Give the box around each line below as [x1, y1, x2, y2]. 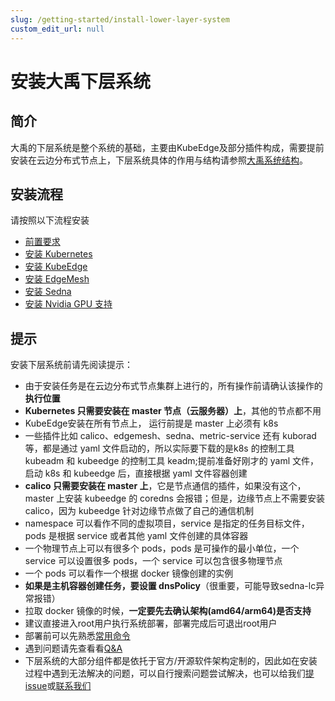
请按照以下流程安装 [10, 214, 90, 226]
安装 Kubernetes [24, 248, 93, 260]
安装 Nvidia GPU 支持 [24, 298, 113, 310]
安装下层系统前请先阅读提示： [10, 359, 133, 371]
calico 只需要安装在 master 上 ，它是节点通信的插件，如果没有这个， [24, 480, 307, 492]
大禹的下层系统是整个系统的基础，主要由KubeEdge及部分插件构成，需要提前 [10, 141, 325, 153]
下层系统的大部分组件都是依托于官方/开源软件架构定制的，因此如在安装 [24, 655, 318, 667]
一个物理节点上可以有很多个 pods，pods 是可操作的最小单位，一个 [24, 542, 300, 555]
